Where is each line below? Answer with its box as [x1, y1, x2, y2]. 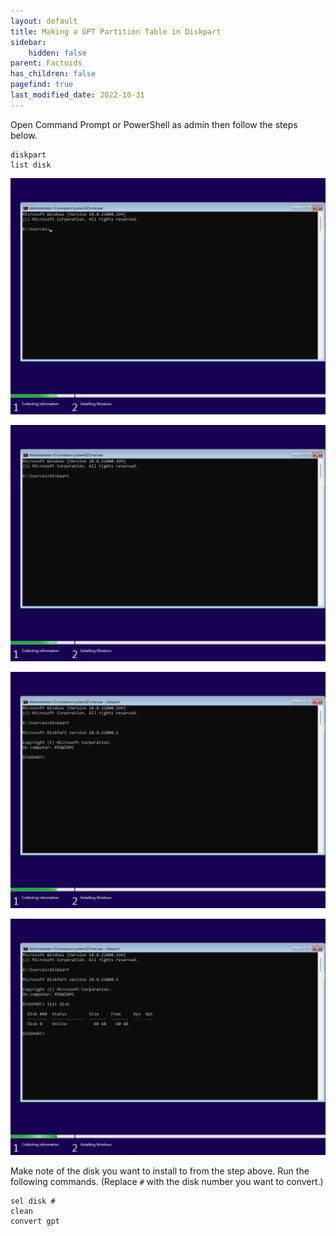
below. [10, 129, 38, 141]
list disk [10, 160, 52, 170]
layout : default [10, 16, 78, 26]
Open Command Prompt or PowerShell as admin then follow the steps [10, 118, 298, 130]
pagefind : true [10, 80, 74, 90]
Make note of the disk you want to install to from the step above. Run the [10, 1165, 310, 1177]
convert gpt [10, 1216, 60, 1226]
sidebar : [10, 37, 47, 47]
